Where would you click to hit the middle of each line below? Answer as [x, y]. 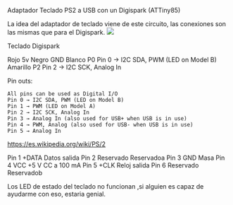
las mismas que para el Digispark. [56, 32]
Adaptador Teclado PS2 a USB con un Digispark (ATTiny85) [94, 10]
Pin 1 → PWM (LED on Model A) [52, 106]
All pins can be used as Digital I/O [63, 94]
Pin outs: [20, 81]
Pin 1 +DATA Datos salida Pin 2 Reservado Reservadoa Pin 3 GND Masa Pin [116, 158]
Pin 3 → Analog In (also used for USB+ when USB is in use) [97, 119]
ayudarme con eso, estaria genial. [56, 194]
